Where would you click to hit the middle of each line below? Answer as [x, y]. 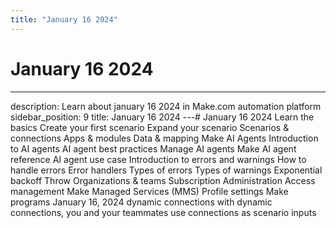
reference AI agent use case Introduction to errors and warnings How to [158, 159]
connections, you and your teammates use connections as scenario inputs [163, 212]
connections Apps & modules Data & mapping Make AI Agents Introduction [164, 138]
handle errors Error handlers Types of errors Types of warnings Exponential [166, 170]
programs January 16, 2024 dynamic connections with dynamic [141, 202]
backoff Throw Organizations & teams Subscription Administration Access [163, 180]
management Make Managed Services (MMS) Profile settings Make [149, 191]
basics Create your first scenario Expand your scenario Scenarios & [150, 127]
